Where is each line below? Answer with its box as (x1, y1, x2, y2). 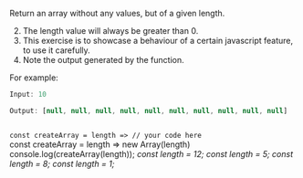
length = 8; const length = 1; (9, 158, 115, 169)
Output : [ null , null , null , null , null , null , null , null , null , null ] (9, 106, 288, 115)
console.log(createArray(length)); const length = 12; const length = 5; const (9, 148, 294, 159)
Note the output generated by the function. (22, 55, 184, 65)
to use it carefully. (22, 45, 91, 56)
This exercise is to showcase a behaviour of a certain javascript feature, (22, 36, 294, 46)
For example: (9, 72, 59, 83)
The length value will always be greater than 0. (22, 26, 199, 36)
